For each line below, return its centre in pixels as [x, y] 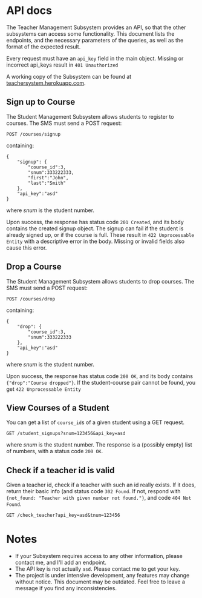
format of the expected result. [44, 47]
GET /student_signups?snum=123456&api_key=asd [66, 434]
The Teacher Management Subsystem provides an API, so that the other [96, 27]
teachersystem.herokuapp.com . [46, 83]
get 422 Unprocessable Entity [44, 389]
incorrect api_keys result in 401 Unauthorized [62, 65]
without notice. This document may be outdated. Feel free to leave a [100, 582]
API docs [29, 11]
